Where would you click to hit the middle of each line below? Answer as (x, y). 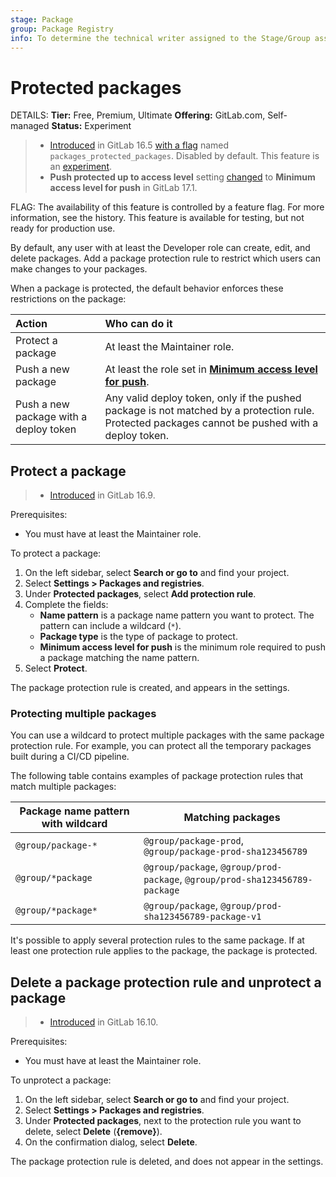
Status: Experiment (91, 126)
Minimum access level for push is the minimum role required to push (182, 647)
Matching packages (232, 818)
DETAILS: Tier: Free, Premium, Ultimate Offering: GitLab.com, (138, 115)
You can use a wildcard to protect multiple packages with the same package (167, 735)
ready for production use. (63, 228)
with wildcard (74, 824)
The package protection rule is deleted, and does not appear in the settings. (167, 1162)
